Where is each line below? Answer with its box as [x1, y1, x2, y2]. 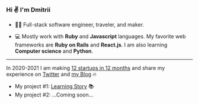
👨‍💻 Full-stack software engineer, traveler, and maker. [14, 21, 144, 28]
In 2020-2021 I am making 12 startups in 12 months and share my [6, 65, 165, 72]
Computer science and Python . [14, 48, 94, 55]
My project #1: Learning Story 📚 [14, 83, 94, 90]
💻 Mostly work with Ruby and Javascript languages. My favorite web [14, 33, 186, 40]
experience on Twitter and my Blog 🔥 [6, 71, 97, 78]
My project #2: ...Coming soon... [14, 91, 94, 99]
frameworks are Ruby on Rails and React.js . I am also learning [14, 41, 168, 49]
